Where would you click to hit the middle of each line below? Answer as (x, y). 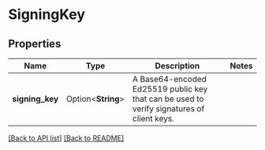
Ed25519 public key (170, 89)
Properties (35, 44)
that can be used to (168, 99)
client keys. (154, 118)
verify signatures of (169, 109)
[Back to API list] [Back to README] (66, 138)
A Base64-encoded (170, 79)
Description (177, 66)
